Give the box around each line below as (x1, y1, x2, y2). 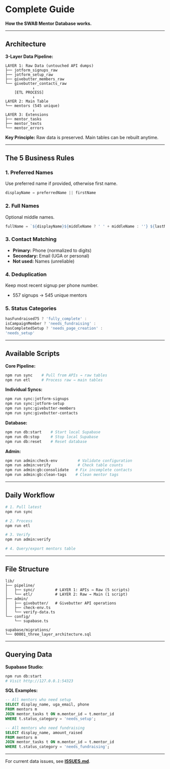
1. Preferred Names (5, 169, 54, 176)
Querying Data (5, 650, 52, 659)
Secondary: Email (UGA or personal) (12, 252, 90, 259)
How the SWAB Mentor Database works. (5, 20, 92, 26)
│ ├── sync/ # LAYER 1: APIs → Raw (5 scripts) (5, 587, 130, 592)
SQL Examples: (5, 687, 38, 694)
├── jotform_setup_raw (5, 72, 53, 77)
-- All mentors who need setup (5, 697, 71, 702)
